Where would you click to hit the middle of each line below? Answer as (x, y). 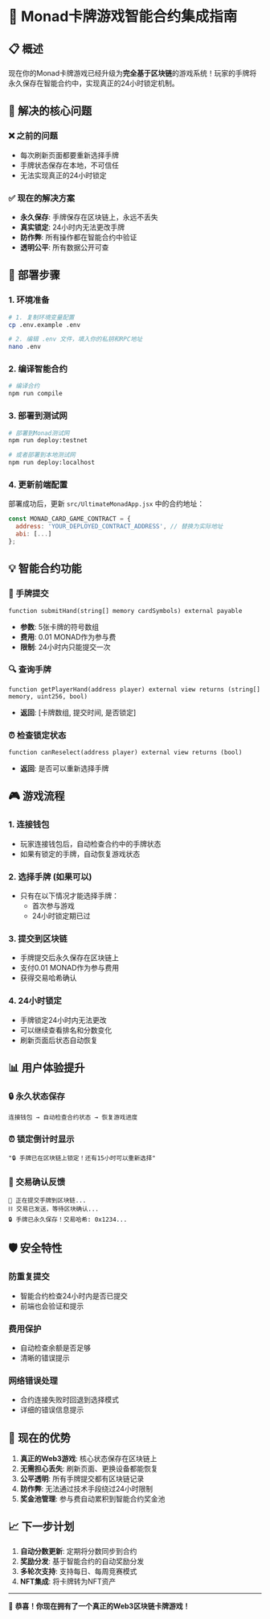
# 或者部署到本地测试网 (42, 455)
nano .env (25, 347)
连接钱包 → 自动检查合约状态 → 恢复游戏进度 (73, 1118)
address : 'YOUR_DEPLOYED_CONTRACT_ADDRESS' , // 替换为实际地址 (119, 527)
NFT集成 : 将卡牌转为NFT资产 (68, 1581)
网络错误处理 (33, 1381)
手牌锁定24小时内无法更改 (63, 1020)
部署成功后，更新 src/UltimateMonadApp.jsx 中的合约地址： (106, 503)
